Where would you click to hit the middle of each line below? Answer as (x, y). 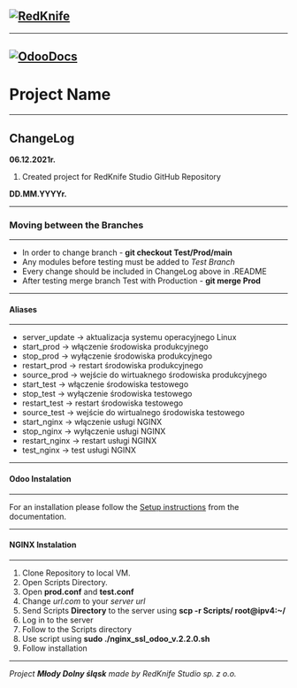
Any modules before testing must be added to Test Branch (129, 262)
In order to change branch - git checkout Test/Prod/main (127, 252)
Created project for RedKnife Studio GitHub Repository (121, 176)
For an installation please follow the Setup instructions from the (124, 506)
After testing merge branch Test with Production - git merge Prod (141, 281)
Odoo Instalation (41, 479)
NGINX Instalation (43, 545)
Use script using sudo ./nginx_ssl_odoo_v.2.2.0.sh (116, 638)
